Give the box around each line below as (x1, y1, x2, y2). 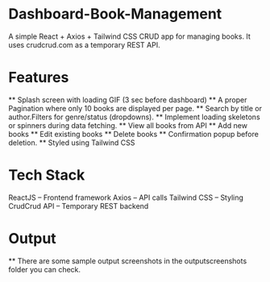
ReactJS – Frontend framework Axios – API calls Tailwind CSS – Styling (8, 193, 244, 202)
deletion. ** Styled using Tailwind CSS (8, 138, 135, 147)
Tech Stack (8, 166, 85, 185)
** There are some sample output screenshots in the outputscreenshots (8, 255, 247, 266)
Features (8, 68, 69, 87)
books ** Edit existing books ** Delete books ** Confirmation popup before (8, 129, 260, 139)
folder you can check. (8, 264, 81, 274)
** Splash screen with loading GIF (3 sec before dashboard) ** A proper (8, 94, 247, 105)
